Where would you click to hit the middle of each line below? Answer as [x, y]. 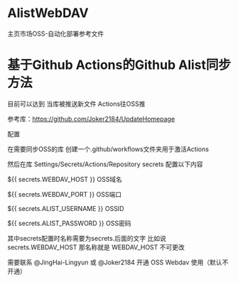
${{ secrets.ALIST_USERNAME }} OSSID [66, 208]
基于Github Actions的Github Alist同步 [119, 65]
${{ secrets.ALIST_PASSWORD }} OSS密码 [69, 223]
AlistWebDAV [48, 13]
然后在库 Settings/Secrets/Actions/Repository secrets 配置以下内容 [105, 164]
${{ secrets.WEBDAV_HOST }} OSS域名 [65, 179]
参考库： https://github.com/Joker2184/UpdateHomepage [91, 119]
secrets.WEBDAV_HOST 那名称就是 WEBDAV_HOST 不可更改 [96, 247]
